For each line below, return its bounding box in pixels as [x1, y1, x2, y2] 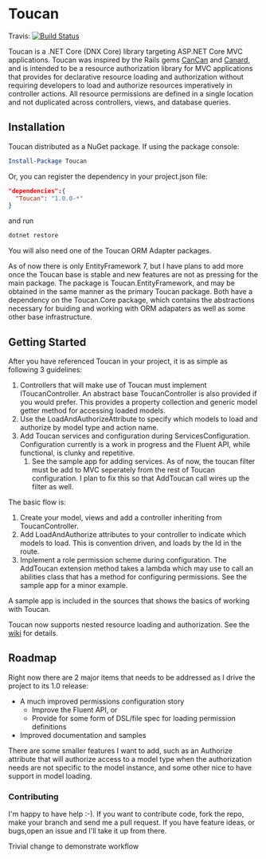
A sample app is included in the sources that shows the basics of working [8, 595, 250, 606]
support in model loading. [8, 771, 93, 781]
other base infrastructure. [8, 312, 93, 322]
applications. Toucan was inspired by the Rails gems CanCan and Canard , [8, 55, 251, 65]
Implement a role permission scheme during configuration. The [19, 555, 227, 564]
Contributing [8, 790, 59, 802]
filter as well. [31, 481, 74, 491]
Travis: [8, 31, 30, 41]
